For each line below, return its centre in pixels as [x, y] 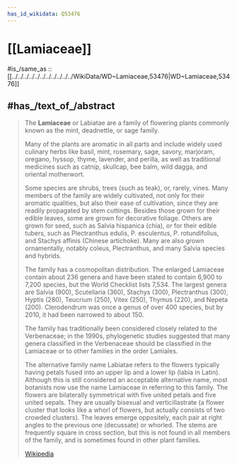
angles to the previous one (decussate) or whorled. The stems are [121, 425]
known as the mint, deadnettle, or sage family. [92, 130]
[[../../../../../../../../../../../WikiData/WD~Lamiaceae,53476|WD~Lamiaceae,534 [118, 76]
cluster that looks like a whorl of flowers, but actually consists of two [125, 410]
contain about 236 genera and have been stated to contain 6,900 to [123, 277]
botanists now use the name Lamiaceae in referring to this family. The [126, 388]
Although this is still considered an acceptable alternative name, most [126, 380]
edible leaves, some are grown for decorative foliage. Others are [118, 218]
